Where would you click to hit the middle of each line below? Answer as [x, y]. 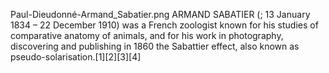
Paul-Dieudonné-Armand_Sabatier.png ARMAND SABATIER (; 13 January [160, 14]
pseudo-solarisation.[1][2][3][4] [76, 57]
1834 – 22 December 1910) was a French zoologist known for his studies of [164, 25]
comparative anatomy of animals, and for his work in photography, [147, 35]
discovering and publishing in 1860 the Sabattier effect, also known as [155, 46]
